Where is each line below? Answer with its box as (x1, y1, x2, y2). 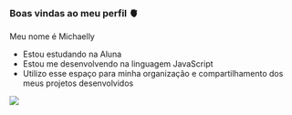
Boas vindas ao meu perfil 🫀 (9, 6, 139, 19)
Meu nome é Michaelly (9, 31, 96, 42)
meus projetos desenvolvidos (22, 78, 134, 89)
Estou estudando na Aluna (22, 48, 122, 60)
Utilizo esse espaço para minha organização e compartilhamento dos (22, 68, 284, 79)
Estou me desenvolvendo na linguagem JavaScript (22, 58, 214, 69)
